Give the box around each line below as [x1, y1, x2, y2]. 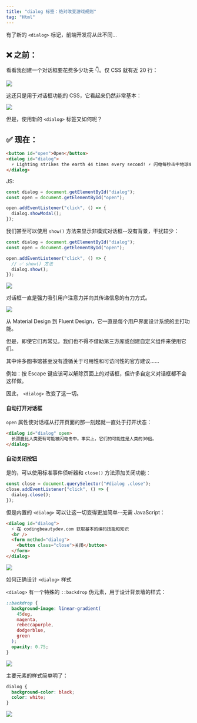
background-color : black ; [11, 689, 75, 695]
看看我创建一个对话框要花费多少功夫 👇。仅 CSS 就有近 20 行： [6, 67, 158, 74]
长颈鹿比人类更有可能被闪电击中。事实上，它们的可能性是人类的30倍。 [11, 436, 157, 442]
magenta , [16, 616, 38, 622]
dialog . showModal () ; [11, 210, 62, 217]
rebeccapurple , [16, 622, 54, 628]
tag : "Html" [6, 14, 35, 20]
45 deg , [16, 611, 33, 617]
